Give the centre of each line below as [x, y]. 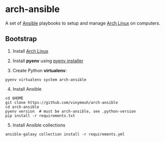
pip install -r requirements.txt [40, 116]
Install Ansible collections [39, 125]
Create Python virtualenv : [39, 70]
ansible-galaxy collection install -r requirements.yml [65, 134]
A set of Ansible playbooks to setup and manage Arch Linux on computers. [83, 23]
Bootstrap [21, 39]
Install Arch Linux [30, 51]
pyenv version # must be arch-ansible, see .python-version [71, 111]
